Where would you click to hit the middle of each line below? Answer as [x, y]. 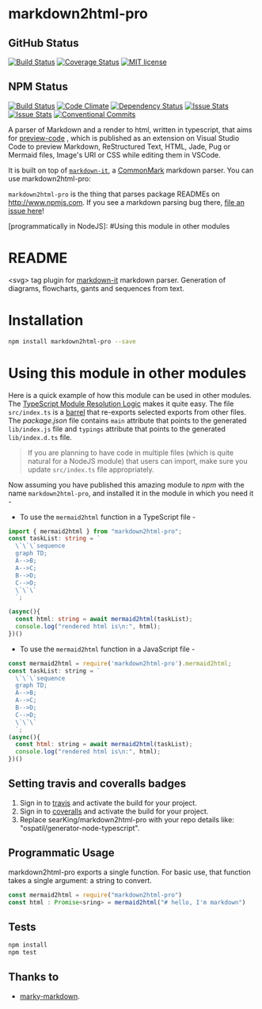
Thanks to [34, 977]
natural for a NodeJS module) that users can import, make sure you [137, 461]
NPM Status [38, 87]
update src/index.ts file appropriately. [91, 469]
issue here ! [27, 211]
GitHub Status [44, 43]
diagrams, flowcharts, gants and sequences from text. [96, 288]
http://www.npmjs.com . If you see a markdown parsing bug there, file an [127, 202]
